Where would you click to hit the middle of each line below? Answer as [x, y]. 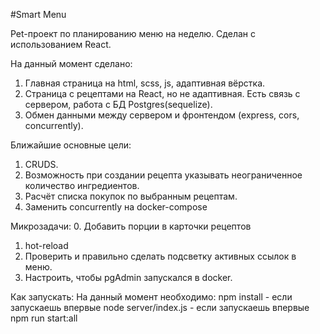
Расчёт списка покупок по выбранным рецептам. [131, 196]
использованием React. [61, 44]
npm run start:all [44, 318]
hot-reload [46, 245]
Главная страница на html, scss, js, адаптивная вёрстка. [145, 83]
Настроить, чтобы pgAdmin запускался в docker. [128, 277]
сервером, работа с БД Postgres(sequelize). [118, 104]
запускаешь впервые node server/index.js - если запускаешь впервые [160, 307]
